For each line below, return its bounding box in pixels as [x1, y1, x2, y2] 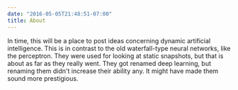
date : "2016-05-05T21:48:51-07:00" [7, 10, 113, 18]
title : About [7, 17, 46, 24]
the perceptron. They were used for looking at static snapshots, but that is [7, 51, 224, 60]
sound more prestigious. [7, 74, 79, 82]
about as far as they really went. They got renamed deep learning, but [7, 59, 211, 67]
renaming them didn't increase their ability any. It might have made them [7, 67, 219, 75]
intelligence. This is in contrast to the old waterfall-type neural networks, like [7, 44, 231, 52]
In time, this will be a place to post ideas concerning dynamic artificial [7, 36, 211, 45]
